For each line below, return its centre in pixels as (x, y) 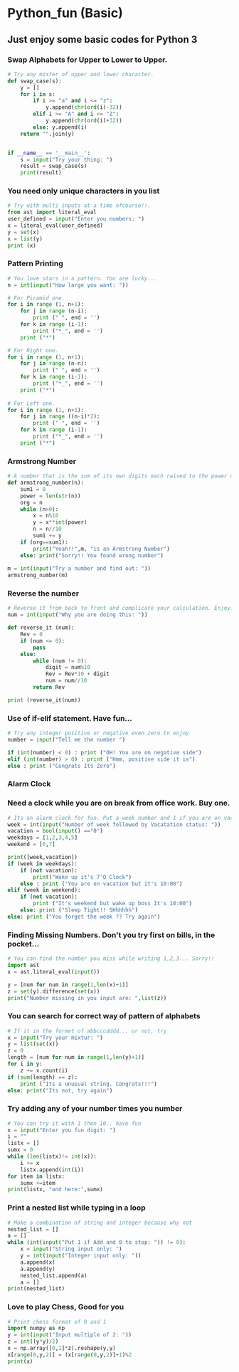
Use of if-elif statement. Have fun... (70, 718)
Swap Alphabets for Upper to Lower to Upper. (87, 60)
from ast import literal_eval (52, 212)
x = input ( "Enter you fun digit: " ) (62, 1130)
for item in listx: (36, 1176)
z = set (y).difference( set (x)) (54, 991)
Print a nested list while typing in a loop (76, 1208)
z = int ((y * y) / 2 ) (33, 1342)
